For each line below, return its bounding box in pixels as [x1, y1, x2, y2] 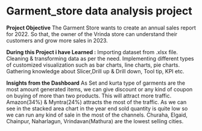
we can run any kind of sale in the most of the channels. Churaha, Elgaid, [6, 111, 188, 118]
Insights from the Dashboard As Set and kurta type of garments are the [6, 79, 186, 87]
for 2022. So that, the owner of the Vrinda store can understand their [6, 30, 178, 37]
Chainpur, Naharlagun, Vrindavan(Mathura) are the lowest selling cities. [6, 117, 184, 124]
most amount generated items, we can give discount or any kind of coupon [6, 85, 193, 93]
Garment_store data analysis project [6, 4, 192, 18]
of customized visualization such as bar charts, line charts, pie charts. [6, 61, 180, 69]
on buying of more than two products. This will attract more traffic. [6, 92, 172, 99]
